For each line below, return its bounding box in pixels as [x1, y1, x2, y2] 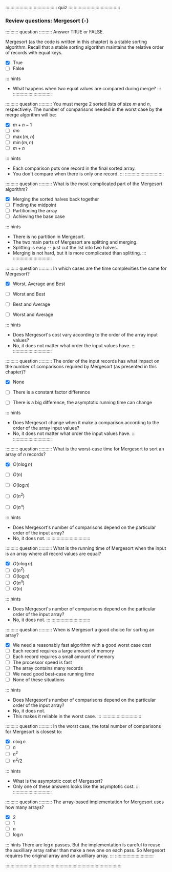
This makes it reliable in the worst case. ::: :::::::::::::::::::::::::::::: [12, 713, 142, 720]
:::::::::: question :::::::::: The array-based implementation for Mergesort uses [5, 799, 164, 805]
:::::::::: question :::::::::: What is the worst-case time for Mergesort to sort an [5, 446, 164, 452]
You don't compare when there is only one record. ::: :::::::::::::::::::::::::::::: [12, 170, 164, 176]
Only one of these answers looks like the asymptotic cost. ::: [12, 783, 140, 789]
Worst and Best [12, 291, 46, 297]
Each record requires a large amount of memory [12, 647, 114, 653]
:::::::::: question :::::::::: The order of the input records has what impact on [5, 358, 160, 364]
